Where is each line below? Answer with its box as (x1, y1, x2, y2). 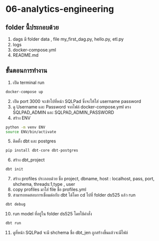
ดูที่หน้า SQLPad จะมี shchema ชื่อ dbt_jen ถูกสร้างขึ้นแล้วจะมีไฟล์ (12, 229, 128, 235)
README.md (12, 52, 39, 58)
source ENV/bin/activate (5, 129, 56, 134)
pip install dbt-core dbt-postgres (5, 148, 79, 153)
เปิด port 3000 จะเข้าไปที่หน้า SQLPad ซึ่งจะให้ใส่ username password (12, 98, 141, 104)
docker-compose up (5, 89, 43, 94)
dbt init (5, 167, 24, 172)
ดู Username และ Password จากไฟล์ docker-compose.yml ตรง (12, 103, 132, 109)
